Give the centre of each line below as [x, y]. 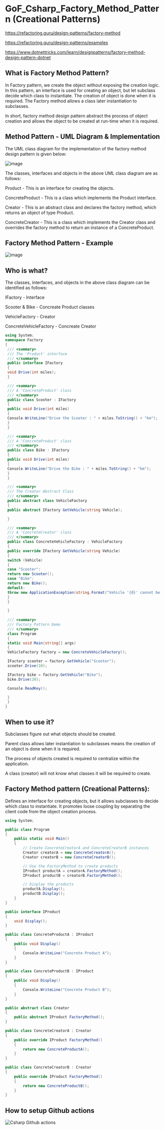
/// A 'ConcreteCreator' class [39, 532]
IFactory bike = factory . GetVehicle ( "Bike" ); [55, 675]
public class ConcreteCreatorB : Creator [48, 1067]
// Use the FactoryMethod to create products [71, 866]
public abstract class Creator [37, 1008]
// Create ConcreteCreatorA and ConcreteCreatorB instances [86, 848]
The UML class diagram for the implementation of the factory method [76, 148]
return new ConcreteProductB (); [56, 1086]
